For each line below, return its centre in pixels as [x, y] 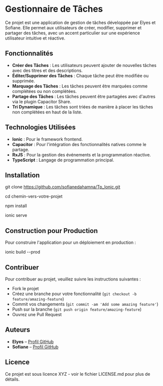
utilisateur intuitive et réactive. [35, 38]
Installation [22, 175]
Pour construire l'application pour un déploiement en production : [71, 242]
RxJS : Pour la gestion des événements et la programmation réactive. [81, 154]
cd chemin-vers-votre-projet [34, 196]
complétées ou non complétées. [44, 91]
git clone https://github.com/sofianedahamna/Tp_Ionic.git [63, 187]
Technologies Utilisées [40, 127]
